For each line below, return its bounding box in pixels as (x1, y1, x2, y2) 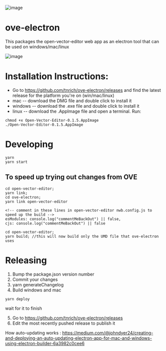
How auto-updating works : (5, 330, 61, 336)
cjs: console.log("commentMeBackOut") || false (5, 221, 106, 226)
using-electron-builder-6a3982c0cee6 (5, 340, 85, 346)
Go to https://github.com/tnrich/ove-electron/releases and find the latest (12, 87, 162, 93)
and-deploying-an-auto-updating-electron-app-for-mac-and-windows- (5, 335, 153, 341)
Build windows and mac (12, 287, 61, 293)
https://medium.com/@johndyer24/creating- (62, 330, 154, 336)
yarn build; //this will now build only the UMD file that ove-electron (5, 234, 159, 239)
